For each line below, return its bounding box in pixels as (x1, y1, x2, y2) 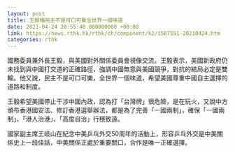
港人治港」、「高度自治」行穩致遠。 (25, 115, 124, 123)
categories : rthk (7, 36, 58, 43)
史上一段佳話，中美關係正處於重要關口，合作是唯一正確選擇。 (13, 138, 191, 147)
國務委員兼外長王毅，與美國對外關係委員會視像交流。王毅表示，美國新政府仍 (7, 57, 228, 65)
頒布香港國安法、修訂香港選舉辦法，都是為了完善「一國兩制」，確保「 (7, 106, 206, 115)
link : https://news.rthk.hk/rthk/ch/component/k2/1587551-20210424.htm (7, 29, 220, 37)
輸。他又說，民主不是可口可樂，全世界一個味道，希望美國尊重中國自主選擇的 (7, 74, 228, 82)
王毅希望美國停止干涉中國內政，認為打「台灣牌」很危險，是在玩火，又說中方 (7, 97, 228, 105)
